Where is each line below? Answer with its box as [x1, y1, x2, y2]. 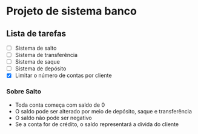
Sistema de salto [15, 44, 57, 52]
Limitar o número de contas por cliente [15, 72, 112, 79]
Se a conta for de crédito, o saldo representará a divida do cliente [15, 120, 179, 128]
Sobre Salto [6, 87, 41, 96]
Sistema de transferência [15, 52, 78, 59]
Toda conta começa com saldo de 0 [15, 101, 105, 109]
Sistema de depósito [15, 65, 67, 72]
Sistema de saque [15, 58, 61, 65]
